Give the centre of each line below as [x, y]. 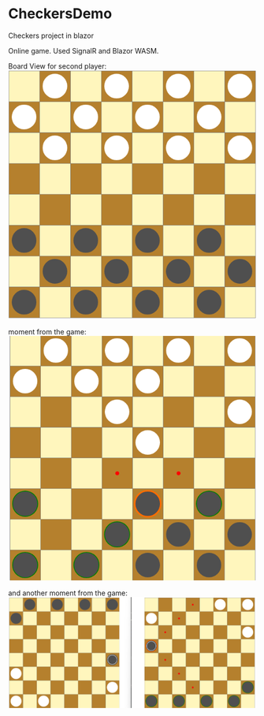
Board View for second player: [58, 66]
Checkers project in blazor [51, 35]
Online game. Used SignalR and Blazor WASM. [84, 50]
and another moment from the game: [68, 593]
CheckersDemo [60, 14]
